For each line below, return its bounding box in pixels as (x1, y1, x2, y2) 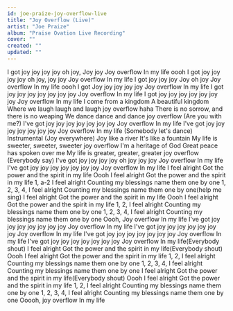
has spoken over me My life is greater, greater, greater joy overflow (7, 148, 199, 157)
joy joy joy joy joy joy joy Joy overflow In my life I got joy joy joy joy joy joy (7, 89, 218, 98)
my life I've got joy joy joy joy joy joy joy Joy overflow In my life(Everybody (7, 237, 220, 245)
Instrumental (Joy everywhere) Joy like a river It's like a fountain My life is (7, 134, 218, 142)
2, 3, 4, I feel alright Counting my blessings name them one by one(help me (7, 185, 222, 194)
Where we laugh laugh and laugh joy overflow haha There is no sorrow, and (7, 105, 223, 113)
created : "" (7, 42, 42, 49)
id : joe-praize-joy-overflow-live (7, 10, 107, 17)
